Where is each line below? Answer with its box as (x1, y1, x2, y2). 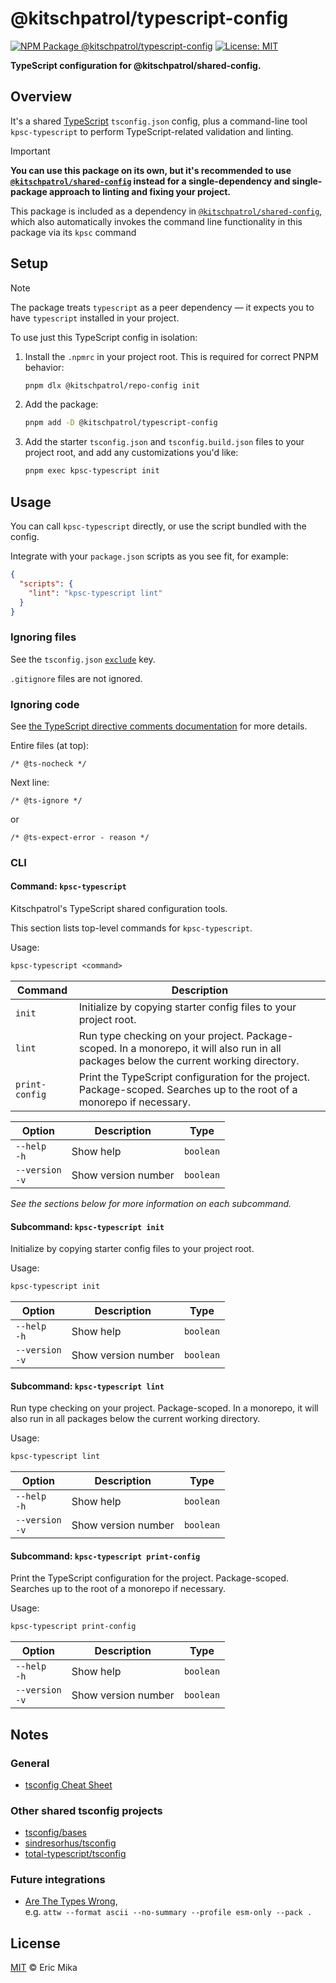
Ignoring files (10, 630, 77, 644)
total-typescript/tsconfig (24, 1848, 127, 1860)
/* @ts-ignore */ (10, 795, 83, 806)
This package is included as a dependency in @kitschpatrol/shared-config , (10, 205, 323, 217)
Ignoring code (10, 697, 80, 711)
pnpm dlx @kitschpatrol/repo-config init (24, 380, 200, 391)
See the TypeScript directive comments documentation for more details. (10, 720, 308, 732)
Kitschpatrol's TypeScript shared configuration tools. (10, 903, 228, 915)
